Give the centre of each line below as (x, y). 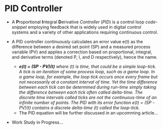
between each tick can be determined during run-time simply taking (88, 87)
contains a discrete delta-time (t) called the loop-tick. (86, 108)
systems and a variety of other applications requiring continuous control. (85, 32)
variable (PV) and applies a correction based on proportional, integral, (82, 52)
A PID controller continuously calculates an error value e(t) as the (77, 41)
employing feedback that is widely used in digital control (85, 27)
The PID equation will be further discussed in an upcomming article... (88, 113)
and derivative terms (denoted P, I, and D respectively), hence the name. (85, 57)
